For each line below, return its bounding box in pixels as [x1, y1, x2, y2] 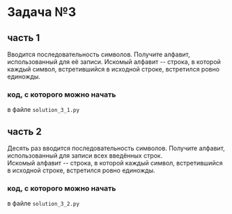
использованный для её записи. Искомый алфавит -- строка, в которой [7, 58, 222, 66]
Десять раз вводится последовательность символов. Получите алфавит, [7, 144, 225, 153]
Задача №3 [7, 4, 77, 20]
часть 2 [7, 126, 42, 138]
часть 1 [7, 32, 40, 44]
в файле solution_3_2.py [7, 199, 80, 208]
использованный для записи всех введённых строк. [7, 151, 163, 160]
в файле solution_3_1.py [7, 106, 80, 114]
